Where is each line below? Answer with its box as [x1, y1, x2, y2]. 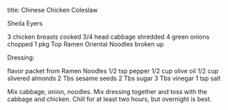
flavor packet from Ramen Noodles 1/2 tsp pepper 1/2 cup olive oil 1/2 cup [7, 67, 219, 75]
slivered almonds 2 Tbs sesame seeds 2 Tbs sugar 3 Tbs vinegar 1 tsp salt [7, 74, 221, 82]
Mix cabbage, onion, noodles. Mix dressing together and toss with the [7, 88, 207, 95]
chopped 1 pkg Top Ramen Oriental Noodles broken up [7, 40, 165, 48]
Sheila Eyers [7, 19, 43, 27]
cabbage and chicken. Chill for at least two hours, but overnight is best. [7, 95, 212, 103]
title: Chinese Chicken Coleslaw [7, 6, 98, 14]
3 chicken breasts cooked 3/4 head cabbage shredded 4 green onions [7, 33, 210, 41]
